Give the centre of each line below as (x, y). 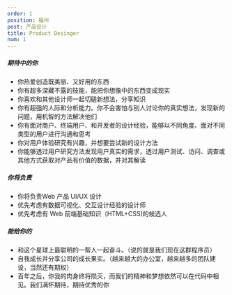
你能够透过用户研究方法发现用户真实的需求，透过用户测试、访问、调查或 (121, 151)
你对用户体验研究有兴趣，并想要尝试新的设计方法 (87, 143)
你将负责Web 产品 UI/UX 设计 (60, 197)
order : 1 (20, 14)
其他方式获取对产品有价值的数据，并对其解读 (82, 160)
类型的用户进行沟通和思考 (54, 134)
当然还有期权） (51, 267)
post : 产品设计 (27, 27)
